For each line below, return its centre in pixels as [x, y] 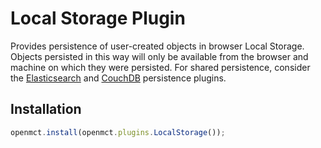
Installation [46, 109]
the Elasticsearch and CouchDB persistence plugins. [118, 78]
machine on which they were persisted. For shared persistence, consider [160, 67]
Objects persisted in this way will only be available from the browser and [159, 56]
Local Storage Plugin [98, 18]
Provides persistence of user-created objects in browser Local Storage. [157, 46]
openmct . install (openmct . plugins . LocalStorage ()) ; [118, 132]
